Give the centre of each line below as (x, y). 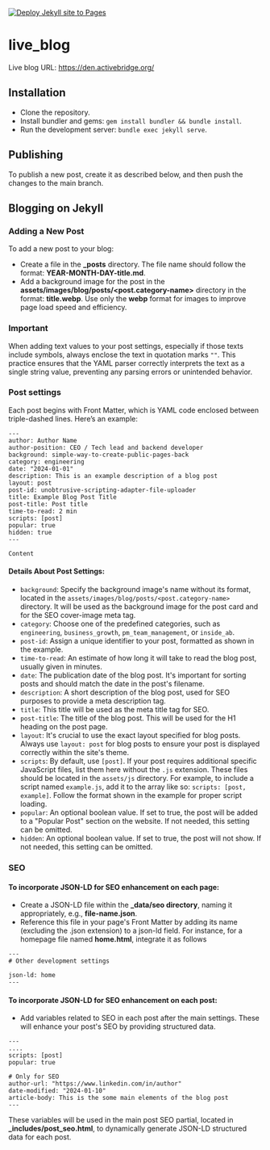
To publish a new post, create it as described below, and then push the (126, 174)
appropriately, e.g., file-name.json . (79, 913)
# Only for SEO (34, 1077)
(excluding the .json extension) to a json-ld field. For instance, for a (131, 931)
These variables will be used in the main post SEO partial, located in (121, 1120)
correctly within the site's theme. (75, 753)
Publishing (36, 155)
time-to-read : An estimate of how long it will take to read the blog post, (138, 658)
